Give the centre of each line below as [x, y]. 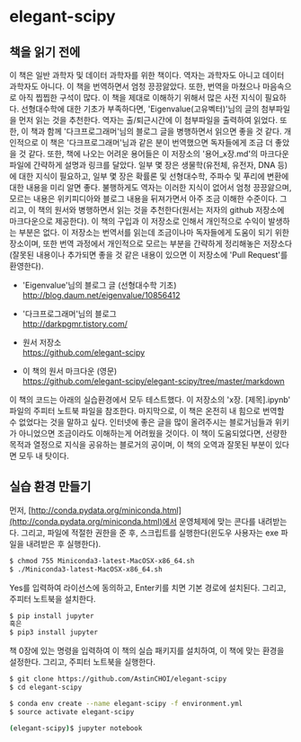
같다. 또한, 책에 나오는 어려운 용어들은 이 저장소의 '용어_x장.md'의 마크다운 [159, 154]
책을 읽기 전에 [45, 52]
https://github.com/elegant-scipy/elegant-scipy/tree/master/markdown [153, 381]
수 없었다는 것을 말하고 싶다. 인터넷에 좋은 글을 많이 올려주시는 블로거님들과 [141, 422]
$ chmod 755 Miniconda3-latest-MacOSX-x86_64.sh [102, 561]
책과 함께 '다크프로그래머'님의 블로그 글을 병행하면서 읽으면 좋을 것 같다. [156, 131]
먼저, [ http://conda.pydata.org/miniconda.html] [96, 510]
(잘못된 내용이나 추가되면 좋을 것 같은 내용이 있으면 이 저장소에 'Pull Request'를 [149, 255]
